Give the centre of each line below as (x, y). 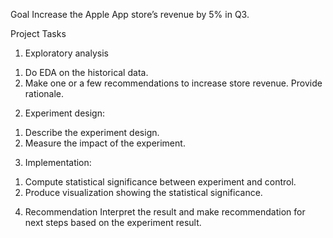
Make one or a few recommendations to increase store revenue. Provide (173, 83)
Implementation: (58, 162)
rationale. (44, 93)
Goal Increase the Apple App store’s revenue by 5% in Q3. (130, 14)
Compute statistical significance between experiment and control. (160, 182)
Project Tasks (38, 33)
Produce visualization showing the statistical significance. (143, 192)
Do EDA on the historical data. (86, 72)
